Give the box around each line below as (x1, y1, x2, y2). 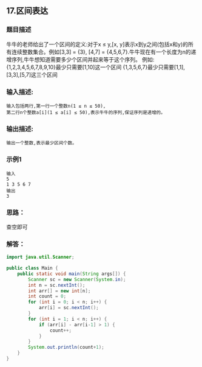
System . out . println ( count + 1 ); (28, 344, 104, 351)
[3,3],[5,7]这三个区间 (6, 71, 58, 78)
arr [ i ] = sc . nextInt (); (38, 305, 99, 311)
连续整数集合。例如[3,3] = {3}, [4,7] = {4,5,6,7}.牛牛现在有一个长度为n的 (11, 48, 191, 55)
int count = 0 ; (28, 293, 67, 299)
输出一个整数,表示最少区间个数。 (6, 140, 77, 146)
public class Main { (6, 265, 59, 271)
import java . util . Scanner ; (6, 254, 75, 260)
